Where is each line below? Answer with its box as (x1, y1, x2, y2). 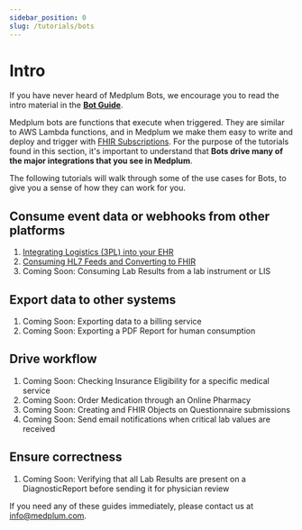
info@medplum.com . (9, 510, 87, 521)
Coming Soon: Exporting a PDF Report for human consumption (22, 325, 256, 336)
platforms (9, 223, 66, 238)
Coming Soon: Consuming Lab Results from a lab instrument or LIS (22, 266, 271, 277)
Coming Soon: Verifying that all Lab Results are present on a (22, 473, 246, 484)
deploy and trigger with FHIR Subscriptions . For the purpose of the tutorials (9, 136, 289, 147)
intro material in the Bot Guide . (9, 100, 124, 111)
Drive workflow (9, 352, 97, 367)
